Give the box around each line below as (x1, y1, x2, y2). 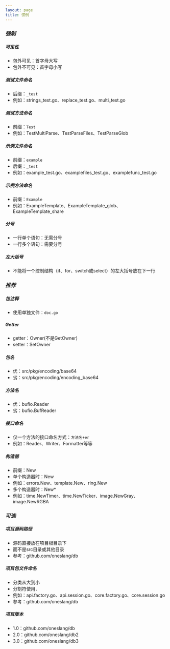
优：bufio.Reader (12, 401, 50, 407)
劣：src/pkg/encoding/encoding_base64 (12, 375, 99, 381)
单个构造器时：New (12, 473, 54, 480)
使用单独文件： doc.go (12, 309, 58, 316)
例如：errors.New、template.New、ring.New (12, 480, 107, 486)
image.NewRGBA (12, 498, 50, 504)
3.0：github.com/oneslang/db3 (12, 638, 79, 644)
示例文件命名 (5, 143, 32, 149)
